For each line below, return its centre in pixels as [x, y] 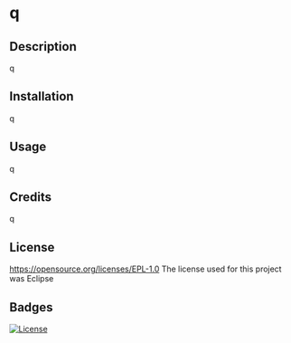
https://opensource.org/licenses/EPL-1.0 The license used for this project [145, 269]
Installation [42, 96]
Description [43, 47]
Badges [31, 307]
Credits [31, 197]
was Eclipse [32, 279]
